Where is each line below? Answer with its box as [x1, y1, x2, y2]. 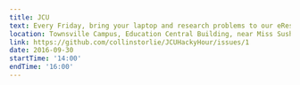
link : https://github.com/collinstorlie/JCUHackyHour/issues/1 [9, 37, 250, 47]
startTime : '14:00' [9, 54, 82, 63]
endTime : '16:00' [9, 63, 74, 72]
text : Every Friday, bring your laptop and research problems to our [9, 21, 274, 30]
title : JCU [9, 12, 50, 22]
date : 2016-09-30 [9, 46, 74, 55]
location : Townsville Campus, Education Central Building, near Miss [9, 29, 274, 38]
